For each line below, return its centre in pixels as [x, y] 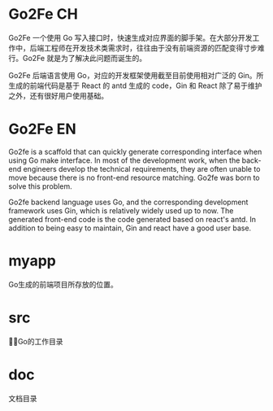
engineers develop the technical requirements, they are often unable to [142, 168]
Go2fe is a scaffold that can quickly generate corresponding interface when [135, 151]
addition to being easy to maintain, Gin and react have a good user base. [130, 228]
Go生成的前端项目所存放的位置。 [63, 284]
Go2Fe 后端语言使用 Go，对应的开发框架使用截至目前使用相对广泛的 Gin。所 [136, 75]
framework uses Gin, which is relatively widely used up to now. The [121, 210]
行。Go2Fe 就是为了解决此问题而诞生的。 [78, 58]
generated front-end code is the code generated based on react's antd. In [132, 219]
